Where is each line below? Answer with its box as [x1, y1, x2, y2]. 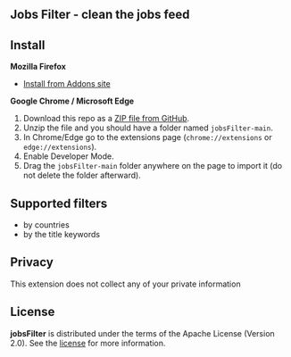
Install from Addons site [22, 79, 111, 89]
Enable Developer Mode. [22, 151, 114, 162]
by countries [22, 220, 70, 230]
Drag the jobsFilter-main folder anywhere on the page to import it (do [22, 161, 283, 171]
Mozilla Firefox [10, 62, 66, 72]
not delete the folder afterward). [22, 170, 141, 181]
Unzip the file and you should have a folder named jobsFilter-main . [22, 122, 273, 133]
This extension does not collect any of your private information [10, 278, 241, 289]
